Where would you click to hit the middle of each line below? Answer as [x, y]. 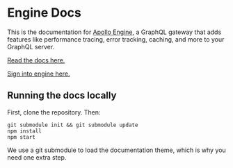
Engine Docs [45, 13]
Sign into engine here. [39, 74]
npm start [22, 137]
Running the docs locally [62, 95]
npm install [24, 131]
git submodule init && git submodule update [73, 125]
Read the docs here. [36, 60]
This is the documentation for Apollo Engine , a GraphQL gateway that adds [114, 32]
